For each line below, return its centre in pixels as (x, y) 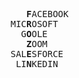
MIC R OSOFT (34, 24)
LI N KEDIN (37, 64)
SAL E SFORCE (37, 54)
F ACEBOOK (47, 14)
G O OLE (34, 34)
